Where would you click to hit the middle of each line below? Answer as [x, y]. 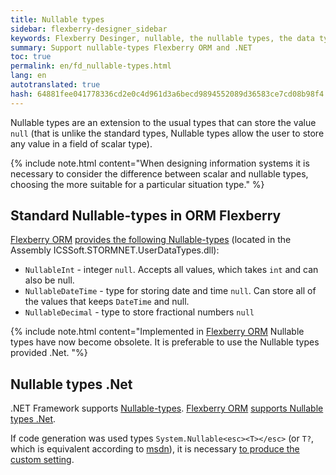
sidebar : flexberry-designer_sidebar [89, 29]
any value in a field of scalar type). [81, 143]
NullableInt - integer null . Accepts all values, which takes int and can [171, 270]
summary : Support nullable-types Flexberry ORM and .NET [131, 47]
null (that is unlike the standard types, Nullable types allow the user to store [167, 133]
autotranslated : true [55, 85]
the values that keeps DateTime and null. [107, 302]
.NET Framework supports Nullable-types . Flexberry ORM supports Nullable [167, 408]
